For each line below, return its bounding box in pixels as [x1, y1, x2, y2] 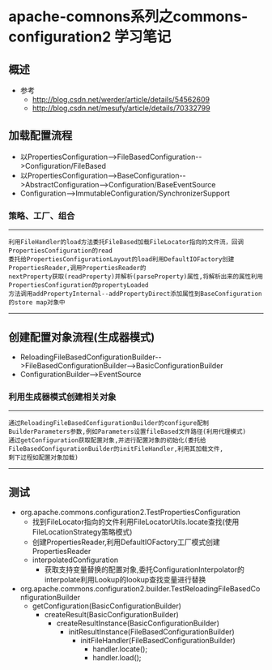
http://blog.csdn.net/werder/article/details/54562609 [32, 95, 210, 104]
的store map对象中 [8, 298, 66, 307]
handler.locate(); [92, 644, 148, 654]
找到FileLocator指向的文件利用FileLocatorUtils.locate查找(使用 [32, 517, 240, 527]
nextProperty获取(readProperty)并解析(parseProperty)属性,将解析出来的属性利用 [8, 273, 263, 281]
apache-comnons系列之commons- [8, 7, 249, 26]
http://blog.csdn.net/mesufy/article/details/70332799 [32, 103, 210, 113]
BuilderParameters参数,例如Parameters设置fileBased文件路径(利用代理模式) [8, 427, 247, 436]
